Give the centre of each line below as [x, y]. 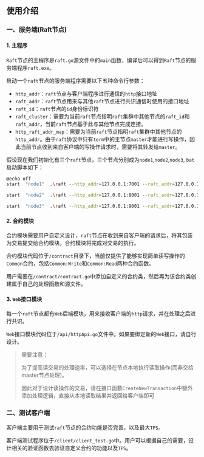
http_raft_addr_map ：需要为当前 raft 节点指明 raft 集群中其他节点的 [98, 131]
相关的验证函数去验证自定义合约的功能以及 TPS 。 [71, 448]
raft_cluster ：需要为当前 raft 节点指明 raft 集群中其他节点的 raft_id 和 [102, 116]
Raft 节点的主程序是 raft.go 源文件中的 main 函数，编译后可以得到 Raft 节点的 [99, 60]
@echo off [19, 179]
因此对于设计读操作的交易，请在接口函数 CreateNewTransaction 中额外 [107, 388]
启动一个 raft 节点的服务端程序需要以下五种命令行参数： [76, 80]
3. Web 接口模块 [24, 299]
